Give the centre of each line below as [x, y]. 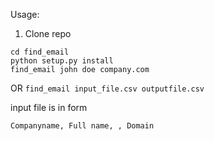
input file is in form [49, 107]
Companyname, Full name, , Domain [82, 126]
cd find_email [40, 52]
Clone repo [48, 33]
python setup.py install [62, 61]
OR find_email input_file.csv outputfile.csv [107, 88]
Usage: [25, 14]
